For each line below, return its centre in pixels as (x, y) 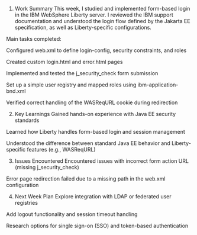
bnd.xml (16, 91)
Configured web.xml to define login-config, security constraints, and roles (96, 50)
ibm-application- (158, 85)
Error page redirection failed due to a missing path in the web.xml (86, 179)
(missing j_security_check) (47, 167)
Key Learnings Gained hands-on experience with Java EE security (95, 114)
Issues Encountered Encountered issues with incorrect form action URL (102, 161)
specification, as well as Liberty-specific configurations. (83, 27)
